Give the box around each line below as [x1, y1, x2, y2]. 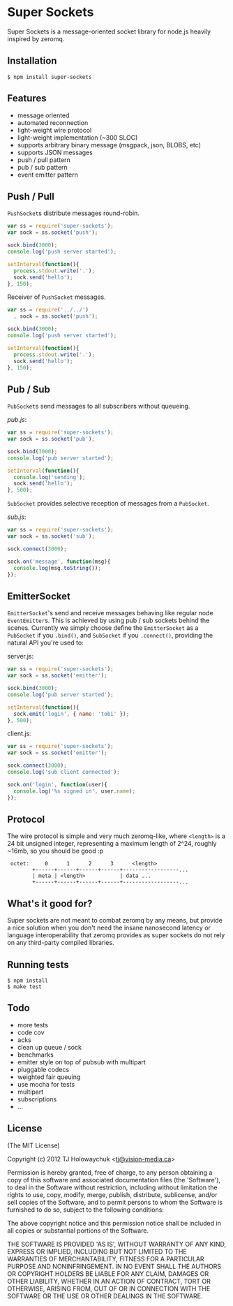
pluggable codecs [17, 1065, 70, 1073]
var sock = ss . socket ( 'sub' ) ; [7, 533, 96, 540]
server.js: [7, 652, 34, 661]
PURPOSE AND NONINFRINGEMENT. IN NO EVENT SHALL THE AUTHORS [7, 1262, 222, 1270]
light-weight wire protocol [17, 126, 92, 134]
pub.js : [7, 416, 27, 424]
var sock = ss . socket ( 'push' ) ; [7, 229, 98, 236]
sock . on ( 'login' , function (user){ [7, 781, 108, 788]
